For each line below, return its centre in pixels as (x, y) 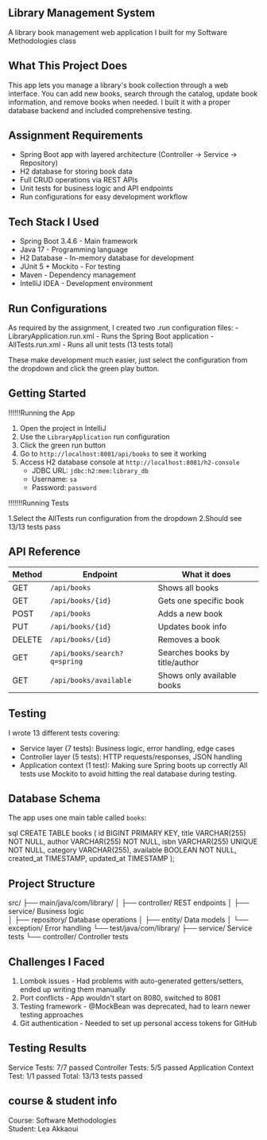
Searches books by (194, 652)
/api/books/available (91, 680)
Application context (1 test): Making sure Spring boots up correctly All (133, 765)
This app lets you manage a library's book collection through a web (118, 85)
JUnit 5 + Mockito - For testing (70, 267)
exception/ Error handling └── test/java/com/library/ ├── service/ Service (130, 928)
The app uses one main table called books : (77, 818)
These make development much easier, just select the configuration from (128, 360)
